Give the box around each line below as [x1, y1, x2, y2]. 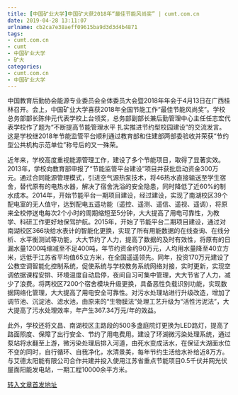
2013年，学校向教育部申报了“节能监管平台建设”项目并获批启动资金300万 [7, 164, 219, 173]
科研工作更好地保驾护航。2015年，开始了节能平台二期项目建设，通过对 [19, 217, 227, 227]
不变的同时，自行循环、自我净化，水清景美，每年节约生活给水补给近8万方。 [7, 348, 229, 356]
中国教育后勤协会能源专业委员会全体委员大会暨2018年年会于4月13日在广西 [7, 96, 225, 105]
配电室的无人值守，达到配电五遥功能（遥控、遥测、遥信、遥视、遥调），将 [7, 200, 222, 209]
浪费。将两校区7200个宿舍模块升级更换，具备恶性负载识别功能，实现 [19, 280, 222, 288]
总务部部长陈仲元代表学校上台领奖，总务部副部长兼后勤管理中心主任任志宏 [7, 114, 225, 122]
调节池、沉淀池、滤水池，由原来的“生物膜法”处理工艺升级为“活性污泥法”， [7, 297, 223, 306]
